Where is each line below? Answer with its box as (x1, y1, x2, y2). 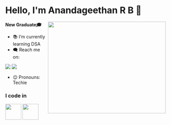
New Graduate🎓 (5, 21, 42, 27)
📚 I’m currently (12, 33, 45, 39)
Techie (12, 79, 27, 86)
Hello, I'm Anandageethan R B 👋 (5, 5, 142, 16)
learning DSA (12, 40, 41, 47)
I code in (5, 92, 27, 99)
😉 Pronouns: (12, 74, 41, 80)
